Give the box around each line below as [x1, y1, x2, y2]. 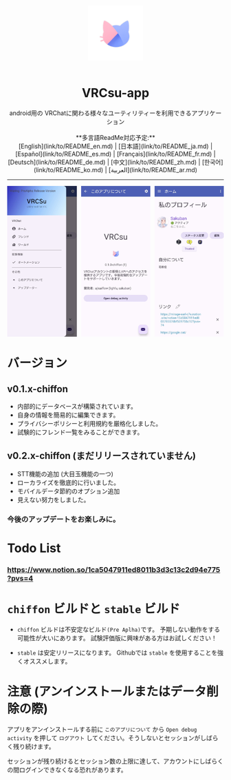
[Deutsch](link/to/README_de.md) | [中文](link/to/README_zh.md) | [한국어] [8, 158, 223, 166]
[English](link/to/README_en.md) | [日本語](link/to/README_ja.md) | [18, 142, 213, 150]
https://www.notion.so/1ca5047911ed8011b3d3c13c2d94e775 [7, 564, 221, 574]
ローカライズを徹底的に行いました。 [16, 478, 120, 486]
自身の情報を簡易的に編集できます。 [16, 411, 120, 419]
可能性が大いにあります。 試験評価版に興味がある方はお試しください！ [16, 633, 218, 642]
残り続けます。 [12, 742, 55, 750]
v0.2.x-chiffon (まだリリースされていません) [7, 450, 196, 462]
